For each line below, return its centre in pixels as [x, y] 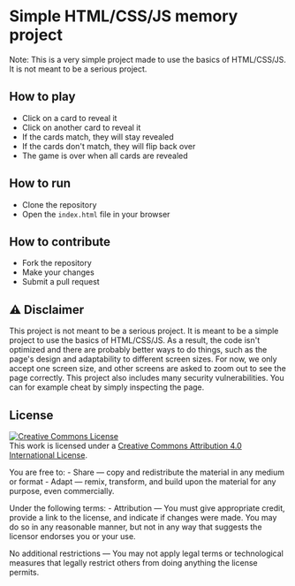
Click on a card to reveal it [69, 118]
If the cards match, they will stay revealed [98, 137]
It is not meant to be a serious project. [78, 69]
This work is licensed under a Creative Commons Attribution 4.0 [126, 445]
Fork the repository [57, 263]
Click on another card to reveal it [81, 127]
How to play [42, 97]
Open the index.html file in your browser [96, 214]
